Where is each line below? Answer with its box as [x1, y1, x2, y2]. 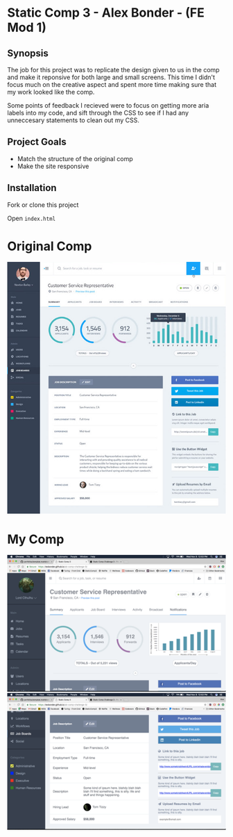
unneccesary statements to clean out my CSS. [7, 116, 140, 124]
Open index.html [7, 214, 56, 222]
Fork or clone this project [7, 200, 79, 209]
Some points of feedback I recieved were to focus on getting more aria [7, 101, 209, 109]
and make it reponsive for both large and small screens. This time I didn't [7, 73, 216, 81]
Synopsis [7, 47, 49, 59]
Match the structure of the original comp [17, 154, 133, 163]
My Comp [7, 531, 64, 547]
